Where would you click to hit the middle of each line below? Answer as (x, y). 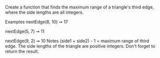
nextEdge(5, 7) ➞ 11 (25, 31)
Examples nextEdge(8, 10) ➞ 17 (37, 22)
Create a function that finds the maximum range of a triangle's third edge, (80, 7)
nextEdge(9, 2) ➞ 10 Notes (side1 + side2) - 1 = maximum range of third (77, 41)
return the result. (22, 51)
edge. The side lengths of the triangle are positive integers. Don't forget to (80, 46)
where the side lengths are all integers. (44, 12)
